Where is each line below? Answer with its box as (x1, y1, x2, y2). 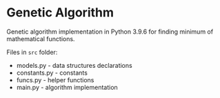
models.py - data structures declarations (16, 61, 132, 69)
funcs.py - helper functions (16, 75, 94, 84)
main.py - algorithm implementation (16, 83, 118, 91)
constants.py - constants (16, 69, 88, 77)
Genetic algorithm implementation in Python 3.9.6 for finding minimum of (6, 27, 214, 36)
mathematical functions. (6, 34, 75, 42)
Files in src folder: (6, 48, 58, 56)
